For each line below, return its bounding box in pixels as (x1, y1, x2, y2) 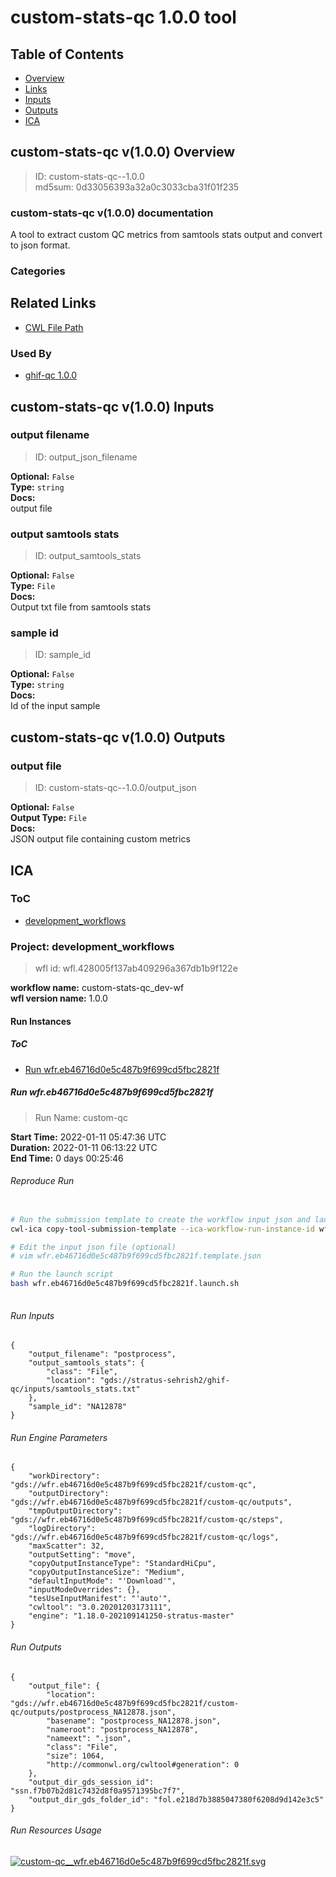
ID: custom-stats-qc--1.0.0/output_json (34, 782, 197, 794)
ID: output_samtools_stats (34, 550, 142, 562)
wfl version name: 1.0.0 (10, 992, 108, 1005)
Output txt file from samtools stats (10, 601, 152, 613)
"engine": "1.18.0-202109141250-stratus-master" (28, 1611, 235, 1621)
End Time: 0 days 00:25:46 (10, 1152, 124, 1164)
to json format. (10, 239, 71, 251)
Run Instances (10, 1015, 72, 1027)
